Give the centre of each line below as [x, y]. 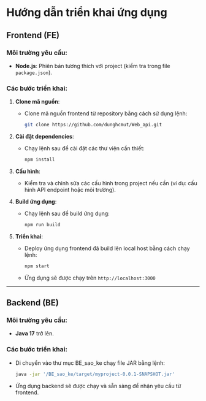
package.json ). [33, 72]
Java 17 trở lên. [34, 334]
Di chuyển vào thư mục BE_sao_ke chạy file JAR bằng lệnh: [90, 363]
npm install [40, 160]
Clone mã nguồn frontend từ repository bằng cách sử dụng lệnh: [106, 113]
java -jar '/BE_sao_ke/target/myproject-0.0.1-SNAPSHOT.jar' [95, 374]
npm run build [42, 224]
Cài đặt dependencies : [44, 137]
